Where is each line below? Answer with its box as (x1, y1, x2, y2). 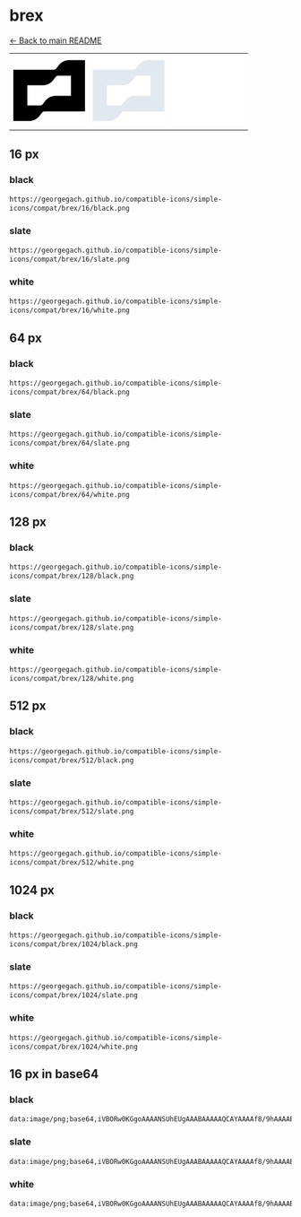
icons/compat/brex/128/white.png (9, 674, 134, 683)
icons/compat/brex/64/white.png (9, 490, 130, 499)
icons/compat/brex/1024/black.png (9, 940, 139, 949)
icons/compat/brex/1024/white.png (9, 1042, 139, 1051)
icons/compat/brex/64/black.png (9, 387, 130, 397)
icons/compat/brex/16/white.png (9, 306, 130, 315)
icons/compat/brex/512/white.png (9, 858, 134, 867)
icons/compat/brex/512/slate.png (9, 807, 134, 816)
